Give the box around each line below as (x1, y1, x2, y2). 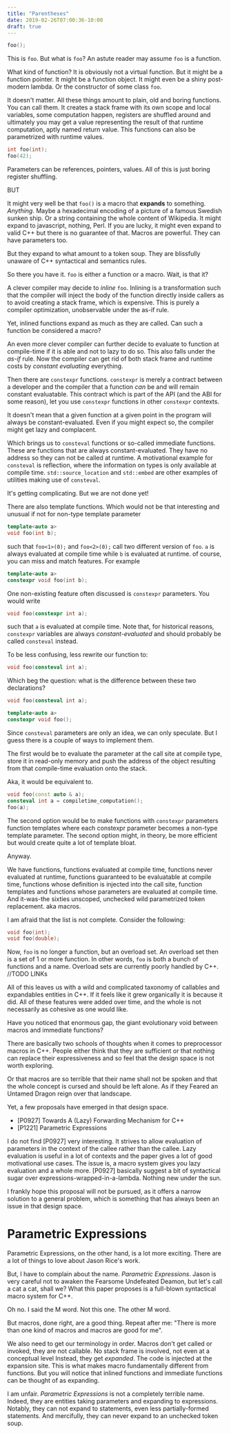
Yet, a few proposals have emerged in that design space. (7, 1103, 169, 1111)
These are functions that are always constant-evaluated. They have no (7, 446, 208, 454)
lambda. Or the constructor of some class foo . (30, 82, 162, 91)
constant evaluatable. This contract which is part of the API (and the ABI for (7, 390, 222, 398)
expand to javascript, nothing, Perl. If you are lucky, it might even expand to (7, 221, 222, 229)
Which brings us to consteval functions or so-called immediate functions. (7, 439, 216, 447)
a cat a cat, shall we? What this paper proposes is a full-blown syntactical (7, 1285, 217, 1293)
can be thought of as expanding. (7, 1377, 100, 1385)
